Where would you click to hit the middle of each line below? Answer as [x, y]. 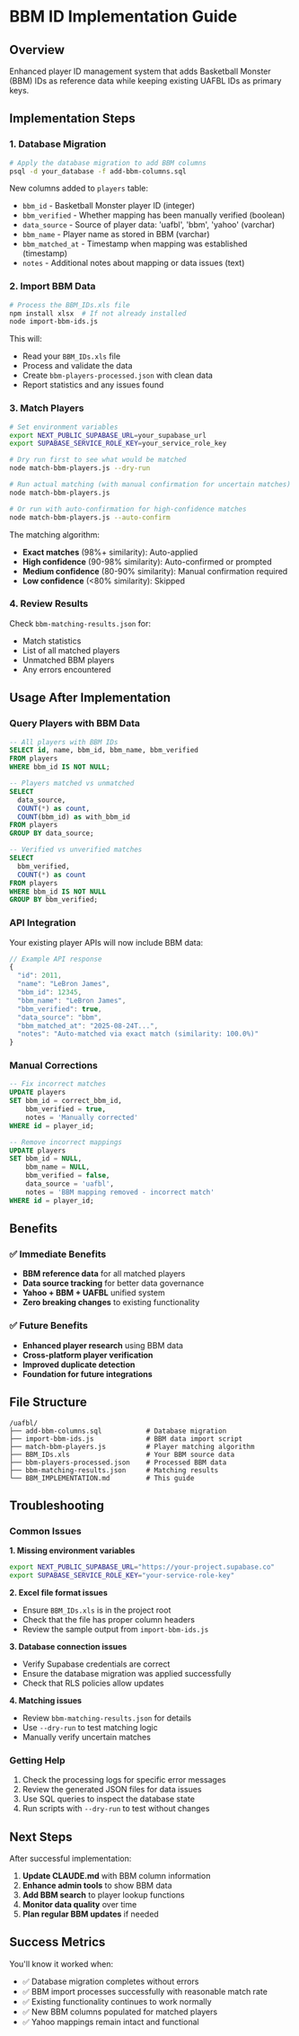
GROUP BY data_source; [52, 833]
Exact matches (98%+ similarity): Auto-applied [110, 552]
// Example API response [56, 959]
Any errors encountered [66, 669]
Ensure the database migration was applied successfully [127, 1673]
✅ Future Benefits [48, 1326]
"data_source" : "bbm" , [60, 1018]
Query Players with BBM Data [75, 724]
